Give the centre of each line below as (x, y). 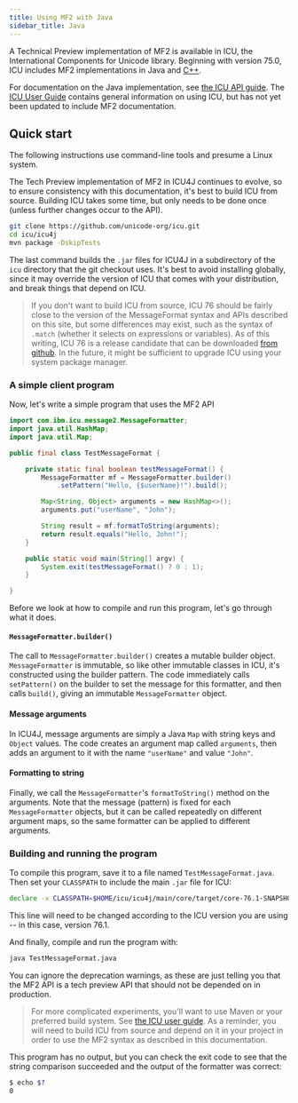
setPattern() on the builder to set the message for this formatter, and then (145, 684)
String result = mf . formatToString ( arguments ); (130, 526)
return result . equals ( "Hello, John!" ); (115, 534)
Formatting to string (47, 773)
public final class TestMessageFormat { (85, 453)
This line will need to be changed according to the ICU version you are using (149, 916)
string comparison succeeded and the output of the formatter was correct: (145, 1066)
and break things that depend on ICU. (78, 288)
